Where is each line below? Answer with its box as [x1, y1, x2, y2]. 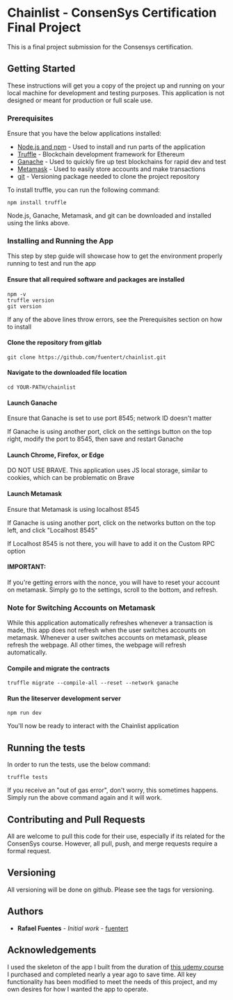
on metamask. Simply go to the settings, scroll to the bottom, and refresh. [7, 586, 218, 594]
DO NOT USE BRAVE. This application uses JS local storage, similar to [7, 466, 208, 474]
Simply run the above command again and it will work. [7, 793, 162, 802]
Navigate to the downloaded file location [7, 369, 127, 377]
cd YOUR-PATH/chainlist [7, 384, 77, 391]
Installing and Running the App [7, 236, 113, 245]
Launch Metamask [7, 489, 63, 498]
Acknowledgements [7, 944, 97, 956]
